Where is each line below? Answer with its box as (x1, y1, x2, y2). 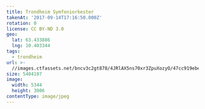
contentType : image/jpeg (6, 93, 70, 99)
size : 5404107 (6, 71, 43, 77)
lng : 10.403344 (12, 43, 51, 49)
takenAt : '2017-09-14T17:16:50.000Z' (6, 15, 103, 21)
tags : (6, 48, 20, 54)
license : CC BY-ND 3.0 (6, 25, 64, 32)
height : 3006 (12, 88, 45, 94)
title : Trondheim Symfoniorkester (6, 8, 95, 15)
